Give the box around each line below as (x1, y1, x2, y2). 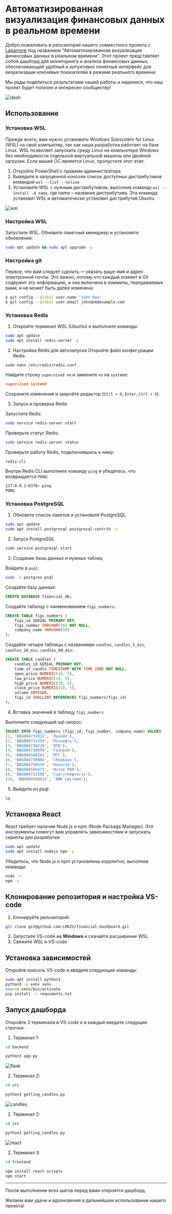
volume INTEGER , (14, 690, 50, 696)
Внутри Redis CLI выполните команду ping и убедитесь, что (5, 468, 136, 474)
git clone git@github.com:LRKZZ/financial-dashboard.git (5, 924, 130, 929)
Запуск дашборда (5, 1006, 67, 1014)
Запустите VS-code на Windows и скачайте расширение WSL (12, 933, 148, 939)
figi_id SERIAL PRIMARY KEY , (14, 618, 77, 623)
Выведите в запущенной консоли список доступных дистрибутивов (12, 173, 162, 179)
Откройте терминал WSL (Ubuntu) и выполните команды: (12, 323, 139, 329)
